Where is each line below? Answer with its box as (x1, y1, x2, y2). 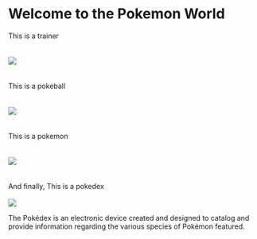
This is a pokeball (8, 81, 66, 91)
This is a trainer (8, 31, 60, 40)
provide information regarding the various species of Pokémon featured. (8, 222, 245, 231)
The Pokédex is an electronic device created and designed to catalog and (8, 213, 250, 222)
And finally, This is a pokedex (8, 181, 105, 191)
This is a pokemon (8, 131, 68, 141)
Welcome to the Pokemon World (8, 5, 225, 23)
